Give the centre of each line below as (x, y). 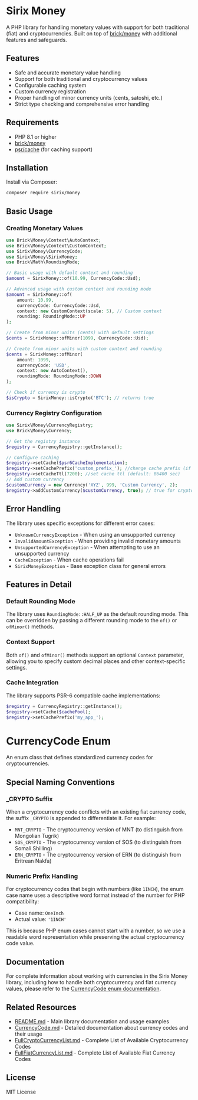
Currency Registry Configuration (54, 413)
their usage (28, 1034)
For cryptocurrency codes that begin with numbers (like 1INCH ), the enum (95, 889)
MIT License (21, 1092)
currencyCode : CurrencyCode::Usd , (59, 305)
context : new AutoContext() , (52, 371)
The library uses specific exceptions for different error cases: (80, 523)
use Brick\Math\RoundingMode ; (43, 262)
